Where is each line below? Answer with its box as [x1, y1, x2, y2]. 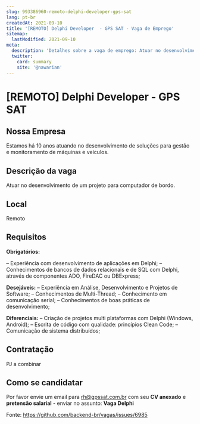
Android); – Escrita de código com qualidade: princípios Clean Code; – [6, 321, 179, 328]
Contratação [6, 345, 54, 355]
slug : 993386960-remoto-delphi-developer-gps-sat [6, 8, 132, 15]
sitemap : [6, 31, 28, 37]
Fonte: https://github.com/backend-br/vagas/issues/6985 [6, 411, 148, 419]
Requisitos [6, 232, 46, 242]
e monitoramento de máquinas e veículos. [6, 149, 109, 156]
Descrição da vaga [6, 165, 77, 176]
